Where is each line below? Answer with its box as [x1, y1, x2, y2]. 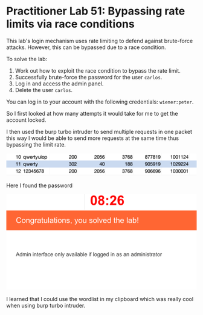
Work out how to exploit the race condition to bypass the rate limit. [14, 67, 181, 74]
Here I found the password [6, 182, 73, 189]
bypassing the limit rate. [6, 141, 66, 148]
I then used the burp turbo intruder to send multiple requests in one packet [6, 128, 192, 135]
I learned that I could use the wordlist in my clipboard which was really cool [6, 295, 194, 302]
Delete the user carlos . [14, 86, 73, 93]
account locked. [6, 116, 47, 124]
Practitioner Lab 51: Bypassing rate [6, 4, 185, 18]
